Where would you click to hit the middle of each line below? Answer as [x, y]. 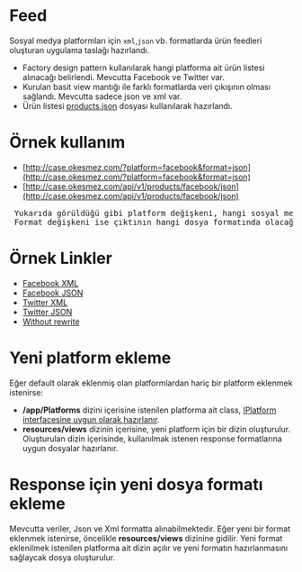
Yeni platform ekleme [90, 358]
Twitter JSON [47, 312]
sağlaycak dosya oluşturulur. [62, 557]
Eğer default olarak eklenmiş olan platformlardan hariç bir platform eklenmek [151, 383]
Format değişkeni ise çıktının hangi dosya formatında [137, 222]
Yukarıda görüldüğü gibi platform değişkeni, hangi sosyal [147, 213]
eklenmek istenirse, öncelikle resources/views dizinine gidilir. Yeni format [146, 538]
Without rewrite [51, 322]
